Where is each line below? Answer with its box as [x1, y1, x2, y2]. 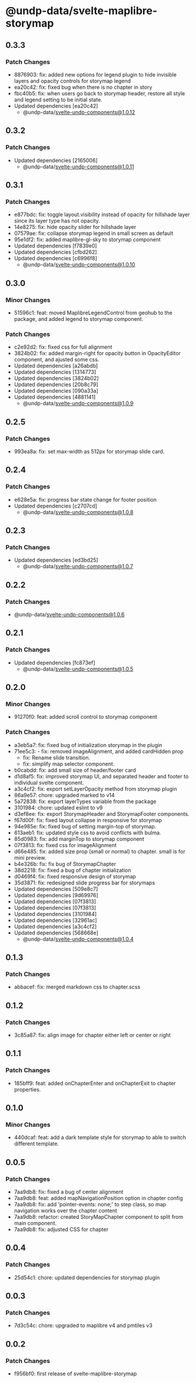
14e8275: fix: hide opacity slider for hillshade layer [14, 224, 137, 231]
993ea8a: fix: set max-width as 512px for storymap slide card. [14, 447, 165, 455]
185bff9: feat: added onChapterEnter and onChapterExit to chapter [14, 1079, 176, 1087]
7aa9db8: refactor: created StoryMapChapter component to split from [14, 1213, 184, 1221]
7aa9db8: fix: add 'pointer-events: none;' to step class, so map [14, 1201, 166, 1208]
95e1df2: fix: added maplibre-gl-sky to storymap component [14, 236, 161, 243]
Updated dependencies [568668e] [14, 929, 98, 936]
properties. [14, 1086, 41, 1093]
